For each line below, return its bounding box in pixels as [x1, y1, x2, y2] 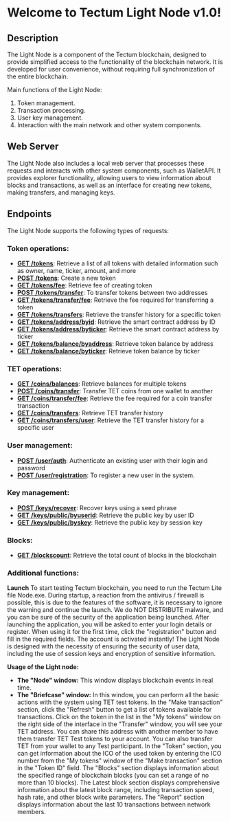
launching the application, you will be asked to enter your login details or [7, 620, 212, 628]
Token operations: [7, 243, 69, 253]
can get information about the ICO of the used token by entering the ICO [16, 749, 222, 758]
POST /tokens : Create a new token [16, 274, 117, 282]
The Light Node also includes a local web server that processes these [7, 159, 205, 167]
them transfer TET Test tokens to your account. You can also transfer [16, 734, 213, 743]
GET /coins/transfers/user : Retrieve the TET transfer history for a [16, 416, 205, 424]
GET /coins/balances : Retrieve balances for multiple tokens [16, 380, 187, 388]
